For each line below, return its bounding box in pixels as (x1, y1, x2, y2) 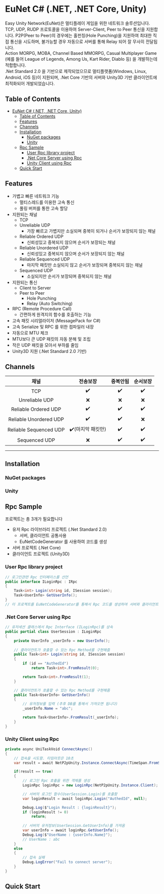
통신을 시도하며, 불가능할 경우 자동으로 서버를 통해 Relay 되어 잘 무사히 (10, 38, 145, 45)
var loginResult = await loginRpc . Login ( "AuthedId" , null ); (22, 796, 147, 801)
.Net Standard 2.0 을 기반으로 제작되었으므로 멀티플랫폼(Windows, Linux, (5, 68, 147, 74)
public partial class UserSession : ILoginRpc (5, 629, 102, 635)
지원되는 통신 (12, 279, 38, 285)
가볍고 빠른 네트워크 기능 (12, 193, 60, 199)
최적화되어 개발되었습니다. (5, 80, 55, 86)
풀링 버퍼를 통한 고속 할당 (19, 205, 68, 211)
